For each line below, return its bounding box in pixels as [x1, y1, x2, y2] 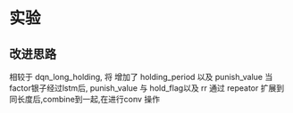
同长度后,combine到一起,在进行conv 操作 [9, 94, 161, 104]
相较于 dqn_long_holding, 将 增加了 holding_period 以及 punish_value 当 [9, 72, 273, 82]
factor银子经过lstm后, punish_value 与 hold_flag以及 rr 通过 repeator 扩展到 [9, 83, 284, 93]
